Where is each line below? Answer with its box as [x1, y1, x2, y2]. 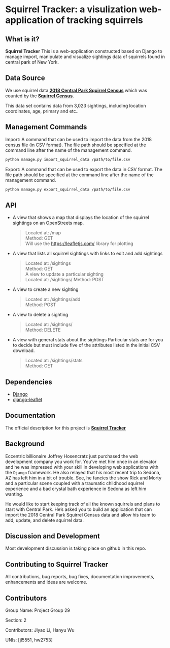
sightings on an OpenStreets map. [12, 220, 84, 226]
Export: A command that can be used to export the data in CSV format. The [5, 166, 162, 172]
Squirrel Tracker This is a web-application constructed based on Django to [5, 48, 162, 54]
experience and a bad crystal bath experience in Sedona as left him [5, 485, 147, 492]
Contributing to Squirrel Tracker [5, 560, 108, 569]
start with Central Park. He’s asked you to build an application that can [5, 506, 152, 512]
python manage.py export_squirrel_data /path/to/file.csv [5, 187, 130, 192]
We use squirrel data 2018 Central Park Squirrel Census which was [5, 87, 147, 93]
